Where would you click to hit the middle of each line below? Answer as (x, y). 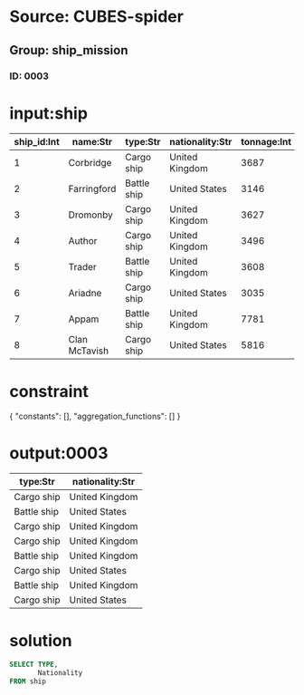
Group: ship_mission (69, 50)
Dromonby (90, 215)
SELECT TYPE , (34, 665)
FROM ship (28, 681)
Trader (82, 267)
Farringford (92, 189)
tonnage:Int (266, 142)
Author (83, 241)
